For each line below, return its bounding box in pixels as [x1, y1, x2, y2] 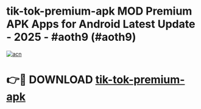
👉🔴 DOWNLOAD [6, 73, 93, 86]
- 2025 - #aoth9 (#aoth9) [6, 30, 136, 44]
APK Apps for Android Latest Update [6, 17, 196, 31]
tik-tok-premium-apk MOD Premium [6, 4, 192, 18]
